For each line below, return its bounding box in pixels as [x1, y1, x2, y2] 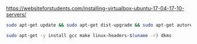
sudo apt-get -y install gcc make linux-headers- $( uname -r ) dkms [6, 32, 172, 38]
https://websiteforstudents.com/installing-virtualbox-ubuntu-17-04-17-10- [6, 5, 185, 12]
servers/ [6, 11, 26, 18]
